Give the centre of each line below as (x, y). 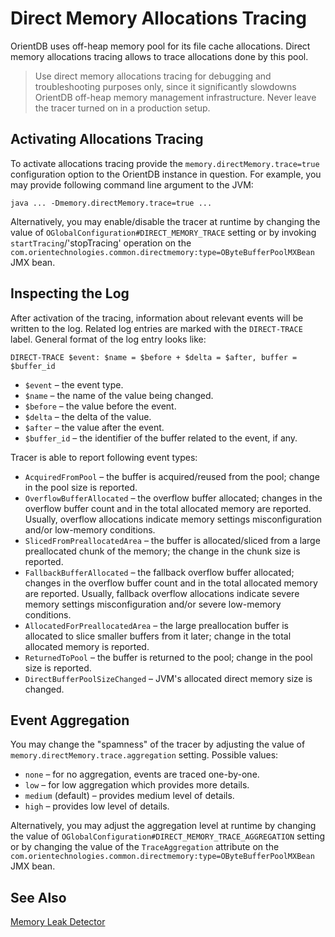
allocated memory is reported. (87, 646)
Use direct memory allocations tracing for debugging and (153, 76)
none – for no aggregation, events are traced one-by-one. (142, 774)
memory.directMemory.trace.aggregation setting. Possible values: (144, 755)
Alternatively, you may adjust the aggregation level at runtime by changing (163, 826)
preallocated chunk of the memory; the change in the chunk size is (162, 551)
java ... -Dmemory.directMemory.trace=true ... (111, 203)
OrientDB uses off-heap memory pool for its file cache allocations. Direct (160, 46)
